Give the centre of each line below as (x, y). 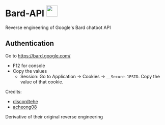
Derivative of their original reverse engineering (54, 116)
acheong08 (25, 107)
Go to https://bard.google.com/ (38, 55)
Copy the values (30, 71)
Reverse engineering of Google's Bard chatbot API (58, 27)
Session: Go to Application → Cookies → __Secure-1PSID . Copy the (90, 76)
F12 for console (29, 66)
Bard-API (25, 13)
